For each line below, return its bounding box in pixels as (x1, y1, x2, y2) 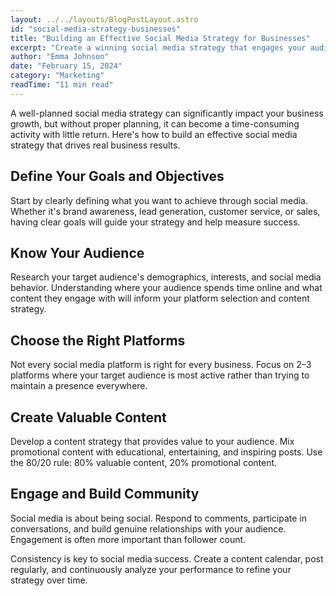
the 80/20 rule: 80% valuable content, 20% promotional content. (10, 457, 278, 468)
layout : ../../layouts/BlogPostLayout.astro (10, 14, 199, 25)
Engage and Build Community (10, 486, 200, 503)
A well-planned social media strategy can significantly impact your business (10, 107, 324, 119)
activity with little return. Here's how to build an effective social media (10, 128, 298, 140)
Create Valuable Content (10, 409, 167, 426)
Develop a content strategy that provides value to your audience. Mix (10, 436, 295, 447)
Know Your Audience (10, 244, 145, 261)
